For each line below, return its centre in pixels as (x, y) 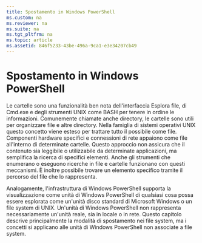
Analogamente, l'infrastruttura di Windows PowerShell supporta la (89, 188)
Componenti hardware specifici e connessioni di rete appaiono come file (97, 138)
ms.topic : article (29, 40)
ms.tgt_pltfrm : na (29, 35)
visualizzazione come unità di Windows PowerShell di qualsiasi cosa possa (100, 194)
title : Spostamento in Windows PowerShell (61, 12)
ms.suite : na (23, 29)
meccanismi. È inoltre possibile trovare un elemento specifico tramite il (95, 170)
